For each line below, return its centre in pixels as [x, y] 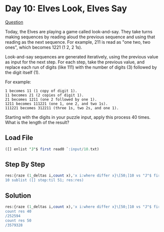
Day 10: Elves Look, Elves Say [66, 9]
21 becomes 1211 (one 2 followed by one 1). [51, 99]
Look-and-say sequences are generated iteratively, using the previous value [82, 56]
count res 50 [18, 220]
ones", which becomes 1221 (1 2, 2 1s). [44, 47]
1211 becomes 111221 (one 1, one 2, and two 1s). [57, 103]
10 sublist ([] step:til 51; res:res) [44, 180]
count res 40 [18, 211]
